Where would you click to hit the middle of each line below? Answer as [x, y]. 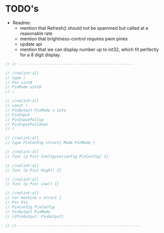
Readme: [22, 23]
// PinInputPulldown [27, 124]
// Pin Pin [17, 203]
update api [31, 44]
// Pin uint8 [19, 83]
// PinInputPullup [24, 120]
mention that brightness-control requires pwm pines [74, 39]
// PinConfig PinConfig [30, 207]
